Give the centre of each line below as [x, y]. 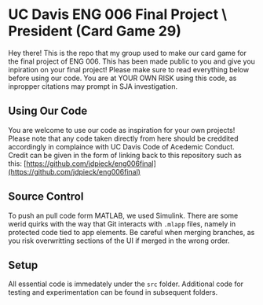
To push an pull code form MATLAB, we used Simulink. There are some [123, 215]
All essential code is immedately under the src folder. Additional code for [126, 284]
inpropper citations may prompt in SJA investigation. [93, 86]
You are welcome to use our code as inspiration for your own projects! [122, 130]
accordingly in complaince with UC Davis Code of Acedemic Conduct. [122, 146]
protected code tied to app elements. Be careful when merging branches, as [131, 232]
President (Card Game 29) [95, 31]
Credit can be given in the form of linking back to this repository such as [125, 155]
